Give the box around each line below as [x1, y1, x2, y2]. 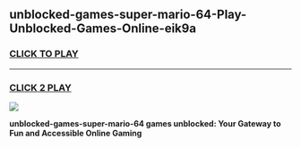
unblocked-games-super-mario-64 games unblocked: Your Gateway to [9, 118, 281, 128]
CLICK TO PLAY [9, 48, 79, 61]
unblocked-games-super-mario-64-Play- [9, 7, 247, 22]
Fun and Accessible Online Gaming [9, 127, 142, 138]
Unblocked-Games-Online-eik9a [9, 21, 197, 37]
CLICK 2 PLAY [9, 81, 72, 94]
